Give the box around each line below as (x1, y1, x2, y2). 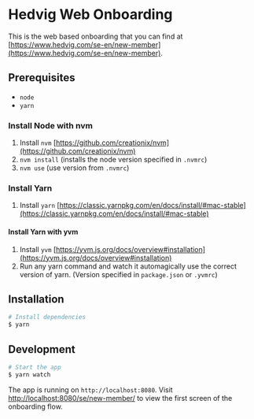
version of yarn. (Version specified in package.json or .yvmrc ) (19, 269, 218, 279)
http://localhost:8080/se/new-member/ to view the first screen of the (8, 393, 233, 402)
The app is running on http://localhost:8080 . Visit (8, 384, 173, 395)
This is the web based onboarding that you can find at (8, 32, 183, 41)
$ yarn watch (8, 370, 51, 379)
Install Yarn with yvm (8, 227, 79, 236)
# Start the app (8, 363, 61, 371)
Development (8, 343, 76, 356)
